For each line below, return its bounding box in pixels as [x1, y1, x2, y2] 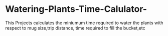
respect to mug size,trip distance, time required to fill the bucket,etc [5, 25, 145, 31]
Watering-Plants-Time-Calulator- [5, 3, 147, 15]
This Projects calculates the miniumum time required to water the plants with [5, 20, 163, 26]
